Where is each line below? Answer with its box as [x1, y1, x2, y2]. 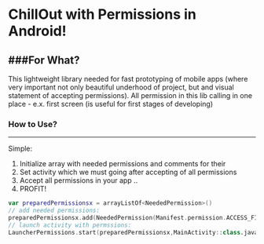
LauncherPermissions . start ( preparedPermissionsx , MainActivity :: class [8, 228, 241, 236]
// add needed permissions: [8, 206, 101, 215]
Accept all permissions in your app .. [19, 176, 138, 185]
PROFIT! [19, 184, 47, 194]
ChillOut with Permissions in [8, 5, 196, 24]
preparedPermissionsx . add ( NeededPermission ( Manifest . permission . [8, 214, 226, 222]
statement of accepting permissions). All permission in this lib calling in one [8, 91, 253, 100]
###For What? [8, 53, 80, 67]
